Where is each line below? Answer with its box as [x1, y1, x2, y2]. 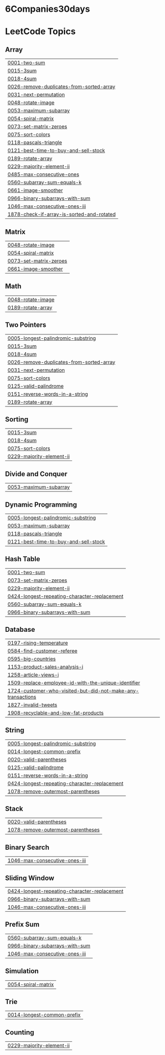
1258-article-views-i [7, 671, 59, 678]
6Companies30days [5, 3, 90, 15]
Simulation [5, 967, 39, 975]
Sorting [5, 415, 28, 424]
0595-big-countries [7, 655, 56, 662]
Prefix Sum [5, 920, 40, 929]
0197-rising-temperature [7, 639, 68, 646]
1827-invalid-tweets [7, 701, 57, 708]
